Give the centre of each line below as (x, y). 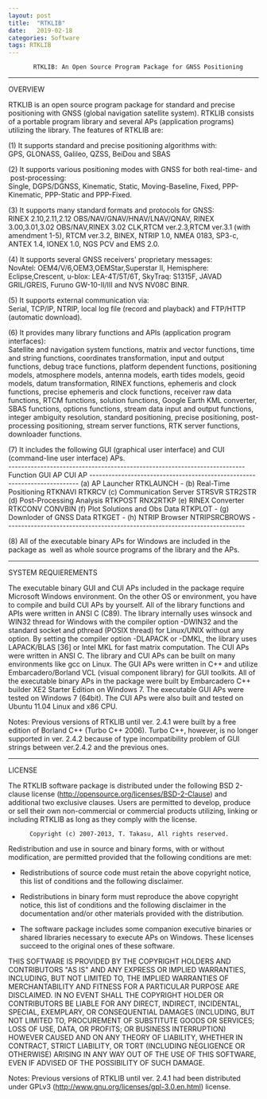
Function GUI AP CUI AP (48, 475)
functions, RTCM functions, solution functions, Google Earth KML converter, (133, 401)
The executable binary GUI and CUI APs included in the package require (126, 588)
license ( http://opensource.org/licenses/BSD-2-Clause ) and (130, 794)
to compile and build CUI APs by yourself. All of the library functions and (126, 605)
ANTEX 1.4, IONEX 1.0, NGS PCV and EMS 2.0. (84, 244)
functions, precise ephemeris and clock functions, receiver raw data (120, 392)
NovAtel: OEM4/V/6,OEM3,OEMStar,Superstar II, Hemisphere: (108, 268)
